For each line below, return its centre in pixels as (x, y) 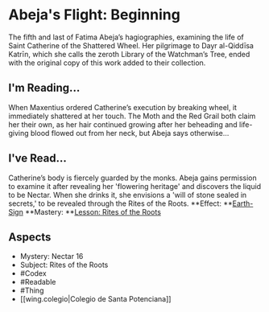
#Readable (38, 282)
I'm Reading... (44, 88)
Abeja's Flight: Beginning (95, 15)
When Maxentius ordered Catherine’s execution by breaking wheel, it (123, 107)
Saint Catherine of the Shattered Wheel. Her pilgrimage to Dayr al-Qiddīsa (131, 45)
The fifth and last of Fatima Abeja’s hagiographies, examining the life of (126, 37)
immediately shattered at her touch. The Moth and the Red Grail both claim (132, 116)
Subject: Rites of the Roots (64, 265)
